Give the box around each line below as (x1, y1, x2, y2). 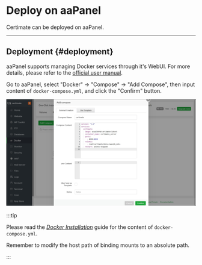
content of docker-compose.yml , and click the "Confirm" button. (6, 87, 162, 94)
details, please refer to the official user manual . (6, 69, 123, 76)
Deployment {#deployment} (6, 46, 114, 57)
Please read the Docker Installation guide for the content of (6, 223, 153, 231)
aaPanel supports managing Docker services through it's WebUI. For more (6, 63, 191, 70)
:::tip (6, 212, 17, 219)
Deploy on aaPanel (6, 4, 101, 17)
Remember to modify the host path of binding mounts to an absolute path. (6, 242, 190, 249)
